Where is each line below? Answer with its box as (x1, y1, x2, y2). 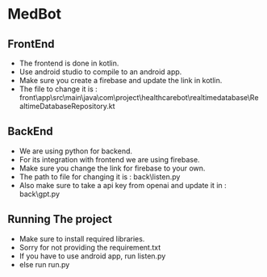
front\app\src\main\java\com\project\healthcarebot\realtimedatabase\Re (19, 93, 259, 102)
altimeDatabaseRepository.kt (19, 102, 115, 111)
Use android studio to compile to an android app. (19, 67, 182, 77)
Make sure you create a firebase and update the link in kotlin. (19, 76, 223, 85)
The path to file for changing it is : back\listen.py (19, 171, 181, 182)
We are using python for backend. (19, 146, 133, 156)
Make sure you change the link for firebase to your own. (19, 163, 206, 173)
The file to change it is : (19, 84, 98, 94)
